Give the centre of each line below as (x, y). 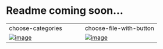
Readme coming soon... (65, 11)
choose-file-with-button (119, 28)
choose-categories (36, 28)
